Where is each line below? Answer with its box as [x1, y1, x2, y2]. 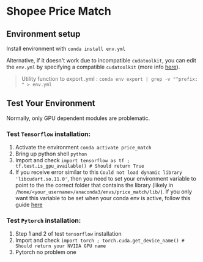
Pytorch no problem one [15, 249, 76, 256]
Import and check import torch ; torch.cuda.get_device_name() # [15, 237, 185, 244]
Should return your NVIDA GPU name [15, 243, 106, 249]
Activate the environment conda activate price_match [15, 144, 152, 151]
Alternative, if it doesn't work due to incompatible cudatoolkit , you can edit [6, 57, 197, 64]
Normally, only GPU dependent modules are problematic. [6, 114, 150, 122]
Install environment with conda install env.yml [6, 45, 126, 52]
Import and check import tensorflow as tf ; [15, 157, 130, 164]
